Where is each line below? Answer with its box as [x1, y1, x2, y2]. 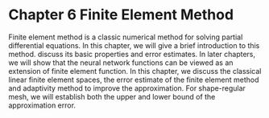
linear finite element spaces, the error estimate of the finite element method [8, 75, 259, 84]
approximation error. [8, 100, 77, 110]
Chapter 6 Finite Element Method [8, 6, 234, 24]
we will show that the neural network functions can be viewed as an [8, 58, 234, 67]
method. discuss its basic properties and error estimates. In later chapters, [8, 49, 256, 59]
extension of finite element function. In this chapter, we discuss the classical [8, 66, 262, 75]
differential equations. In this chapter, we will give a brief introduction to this [8, 40, 260, 50]
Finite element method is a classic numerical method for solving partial [8, 32, 243, 42]
